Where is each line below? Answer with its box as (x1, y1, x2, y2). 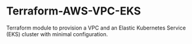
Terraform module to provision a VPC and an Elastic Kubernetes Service (6, 24, 186, 31)
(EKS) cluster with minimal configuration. (6, 30, 108, 37)
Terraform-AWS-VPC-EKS (6, 4, 141, 18)
